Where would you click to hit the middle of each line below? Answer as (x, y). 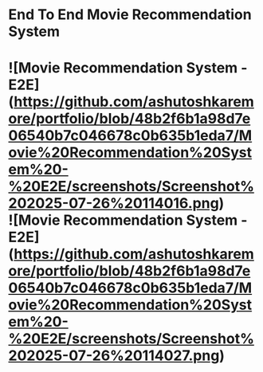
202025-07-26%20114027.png (114, 356)
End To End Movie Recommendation (130, 15)
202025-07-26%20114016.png (114, 204)
